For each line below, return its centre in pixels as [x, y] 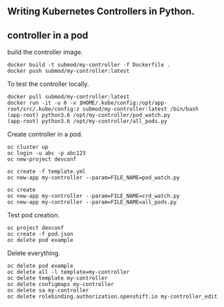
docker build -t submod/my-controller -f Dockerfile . [89, 65]
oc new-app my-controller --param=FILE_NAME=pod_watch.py [93, 178]
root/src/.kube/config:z [43, 109]
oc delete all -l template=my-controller [69, 272]
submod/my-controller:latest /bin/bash [140, 109]
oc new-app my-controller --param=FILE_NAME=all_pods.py [92, 202]
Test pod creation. [34, 215]
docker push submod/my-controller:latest [69, 71]
